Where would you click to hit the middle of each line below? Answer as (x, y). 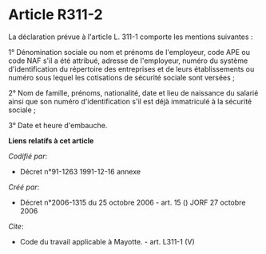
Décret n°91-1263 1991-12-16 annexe (80, 171)
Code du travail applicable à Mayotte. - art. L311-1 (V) (107, 241)
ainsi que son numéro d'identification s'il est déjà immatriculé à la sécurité (130, 101)
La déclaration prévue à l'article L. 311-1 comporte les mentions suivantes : (131, 37)
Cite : (16, 226)
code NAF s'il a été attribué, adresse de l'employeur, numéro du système (128, 61)
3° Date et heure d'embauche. (58, 125)
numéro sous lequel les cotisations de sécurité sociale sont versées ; (122, 77)
